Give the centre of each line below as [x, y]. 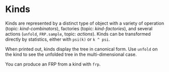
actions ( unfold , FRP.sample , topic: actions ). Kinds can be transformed [78, 34]
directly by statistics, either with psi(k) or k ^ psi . [58, 39]
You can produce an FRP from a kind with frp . [53, 64]
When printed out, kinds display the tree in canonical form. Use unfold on [81, 49]
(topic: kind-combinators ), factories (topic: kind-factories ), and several [79, 28]
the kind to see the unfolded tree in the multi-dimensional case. [71, 54]
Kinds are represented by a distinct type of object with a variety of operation [85, 23]
